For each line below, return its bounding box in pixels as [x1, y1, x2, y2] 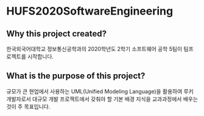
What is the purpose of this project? [6, 71, 146, 81]
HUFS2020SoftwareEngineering [6, 4, 174, 18]
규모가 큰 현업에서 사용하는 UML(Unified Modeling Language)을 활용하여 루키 [6, 87, 194, 95]
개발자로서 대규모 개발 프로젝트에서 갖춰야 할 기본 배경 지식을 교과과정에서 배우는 [6, 95, 199, 103]
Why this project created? [6, 29, 107, 39]
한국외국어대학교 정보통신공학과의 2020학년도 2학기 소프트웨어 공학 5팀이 [6, 46, 183, 52]
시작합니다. [27, 53, 54, 60]
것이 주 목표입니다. [6, 103, 51, 110]
